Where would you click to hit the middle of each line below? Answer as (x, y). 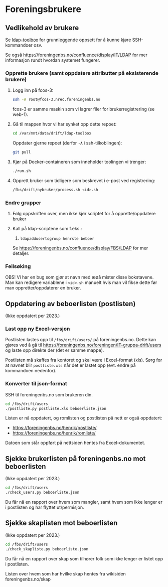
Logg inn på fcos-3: (33, 90)
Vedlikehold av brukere (42, 28)
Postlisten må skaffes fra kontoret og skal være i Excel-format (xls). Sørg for (84, 360)
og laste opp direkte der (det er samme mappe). (55, 350)
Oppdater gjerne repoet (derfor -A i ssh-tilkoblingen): (67, 143)
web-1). (20, 114)
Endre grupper (23, 203)
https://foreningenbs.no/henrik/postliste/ (54, 428)
